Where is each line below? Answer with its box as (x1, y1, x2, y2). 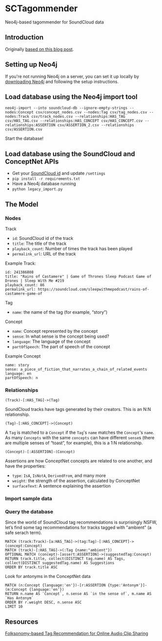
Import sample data (5, 495, 53, 502)
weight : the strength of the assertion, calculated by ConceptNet (12, 478, 140, 484)
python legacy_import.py (12, 187, 63, 192)
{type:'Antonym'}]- (107, 583, 147, 588)
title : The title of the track (12, 240, 67, 246)
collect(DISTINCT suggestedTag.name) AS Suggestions (5, 560, 115, 566)
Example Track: (5, 260, 37, 266)
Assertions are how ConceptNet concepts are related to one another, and (5, 458, 153, 464)
